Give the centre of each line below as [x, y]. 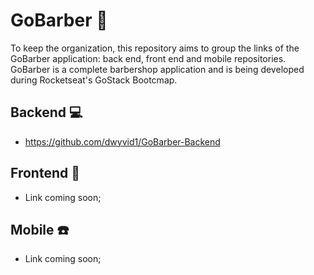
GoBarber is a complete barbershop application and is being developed [157, 69]
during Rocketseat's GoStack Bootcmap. [94, 80]
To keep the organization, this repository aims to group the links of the [155, 48]
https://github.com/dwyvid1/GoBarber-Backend [122, 141]
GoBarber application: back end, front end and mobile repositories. [148, 58]
